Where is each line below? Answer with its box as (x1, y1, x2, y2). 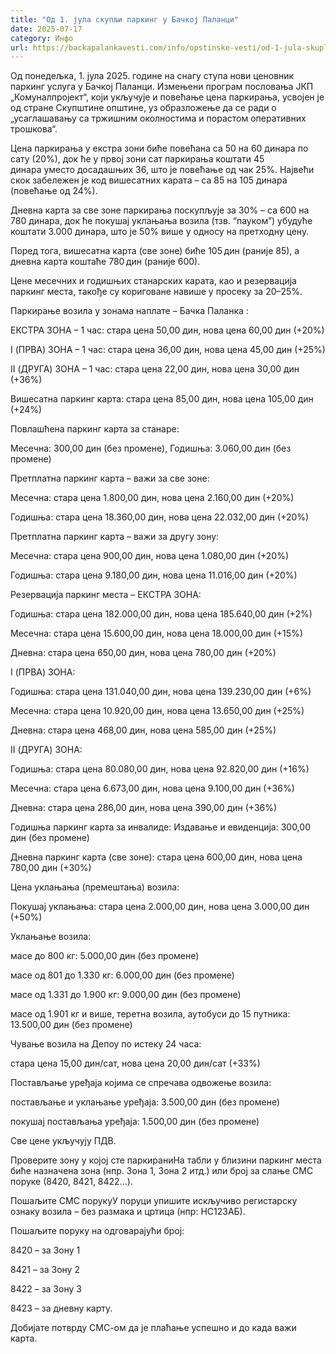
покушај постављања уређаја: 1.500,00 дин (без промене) (10, 1116, 260, 1128)
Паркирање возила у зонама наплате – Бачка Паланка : (10, 305, 249, 317)
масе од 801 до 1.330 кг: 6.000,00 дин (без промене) (10, 969, 235, 981)
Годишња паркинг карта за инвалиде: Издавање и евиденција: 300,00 (10, 821, 311, 833)
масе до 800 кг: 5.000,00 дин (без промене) (10, 950, 200, 962)
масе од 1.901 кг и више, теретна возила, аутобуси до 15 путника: (10, 1008, 291, 1020)
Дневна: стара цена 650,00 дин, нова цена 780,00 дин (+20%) (10, 647, 277, 659)
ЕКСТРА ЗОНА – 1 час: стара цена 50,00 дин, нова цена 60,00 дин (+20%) (10, 324, 325, 336)
